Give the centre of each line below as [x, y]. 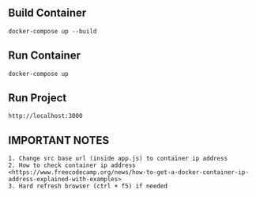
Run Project [38, 98]
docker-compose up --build [53, 31]
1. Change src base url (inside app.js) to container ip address [118, 159]
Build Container [47, 13]
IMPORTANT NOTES [58, 140]
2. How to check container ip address [72, 165]
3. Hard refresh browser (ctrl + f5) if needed [88, 186]
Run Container [45, 56]
